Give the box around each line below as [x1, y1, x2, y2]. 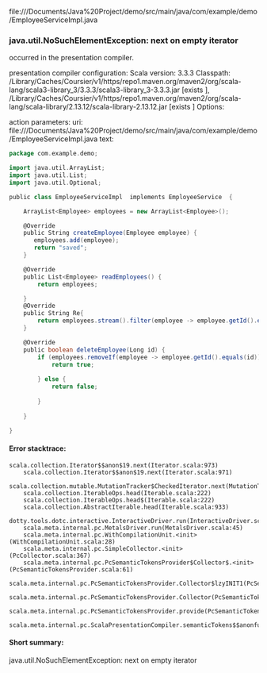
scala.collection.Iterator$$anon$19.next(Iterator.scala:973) [9, 461, 219, 469]
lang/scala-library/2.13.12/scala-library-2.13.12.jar [9, 102, 168, 112]
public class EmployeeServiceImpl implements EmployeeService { [9, 193, 233, 201]
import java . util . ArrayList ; [9, 164, 105, 172]
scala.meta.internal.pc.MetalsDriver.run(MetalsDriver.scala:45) [23, 524, 244, 532]
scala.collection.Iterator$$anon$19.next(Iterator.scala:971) [23, 468, 233, 476]
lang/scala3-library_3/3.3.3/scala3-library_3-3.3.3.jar [9, 85, 181, 94]
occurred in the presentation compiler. [9, 53, 134, 63]
